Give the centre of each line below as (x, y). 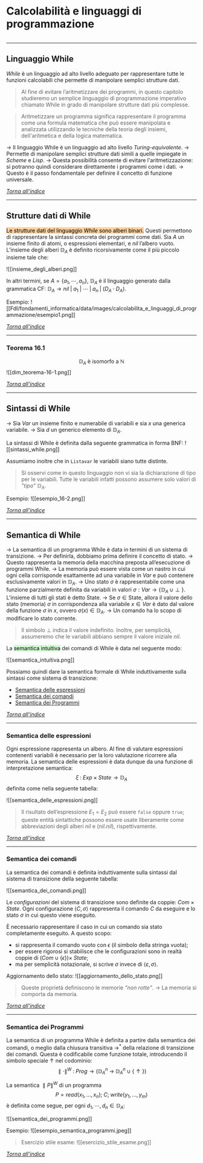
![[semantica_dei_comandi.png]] (46, 890)
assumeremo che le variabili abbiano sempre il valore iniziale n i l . (101, 636)
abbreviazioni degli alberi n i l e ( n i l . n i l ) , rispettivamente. (89, 826)
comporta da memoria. (50, 994)
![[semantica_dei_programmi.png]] (49, 1119)
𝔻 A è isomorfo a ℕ (101, 362)
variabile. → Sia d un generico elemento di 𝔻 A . (64, 430)
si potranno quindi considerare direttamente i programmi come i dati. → (95, 166)
